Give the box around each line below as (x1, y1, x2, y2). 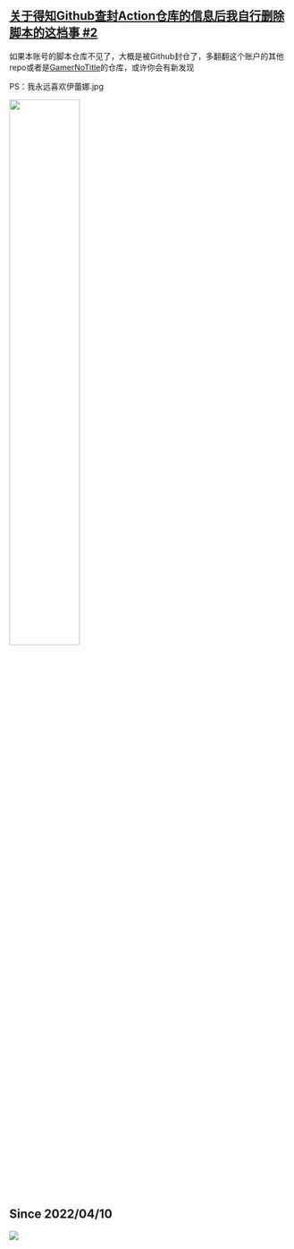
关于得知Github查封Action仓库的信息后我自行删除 (9, 8, 285, 24)
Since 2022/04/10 (9, 1207, 113, 1222)
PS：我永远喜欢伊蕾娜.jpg (9, 81, 105, 91)
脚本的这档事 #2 (9, 25, 98, 40)
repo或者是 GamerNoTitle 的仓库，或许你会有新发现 (9, 62, 195, 73)
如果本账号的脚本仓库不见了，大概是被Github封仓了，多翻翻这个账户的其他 (9, 50, 284, 61)
